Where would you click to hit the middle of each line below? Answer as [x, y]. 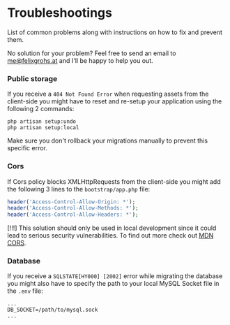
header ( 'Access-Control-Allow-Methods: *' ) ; [73, 208]
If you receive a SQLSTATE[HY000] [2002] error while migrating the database [115, 276]
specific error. [27, 148]
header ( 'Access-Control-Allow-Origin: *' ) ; [71, 202]
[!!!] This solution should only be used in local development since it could [112, 228]
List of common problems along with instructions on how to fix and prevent [115, 32]
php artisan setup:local [43, 128]
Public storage [32, 78]
